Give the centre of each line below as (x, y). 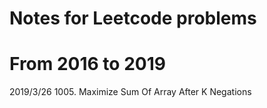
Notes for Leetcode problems (133, 18)
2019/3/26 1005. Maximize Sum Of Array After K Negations (130, 92)
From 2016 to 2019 (87, 64)
